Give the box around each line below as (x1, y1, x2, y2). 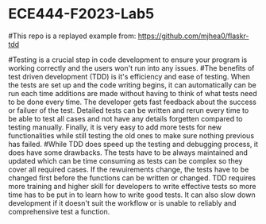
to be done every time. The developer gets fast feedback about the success (8, 97, 256, 106)
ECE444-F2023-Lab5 (8, 5, 155, 23)
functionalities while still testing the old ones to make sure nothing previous (8, 130, 255, 140)
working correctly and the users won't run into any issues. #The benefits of (8, 63, 255, 72)
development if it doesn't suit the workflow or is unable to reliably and (8, 198, 237, 207)
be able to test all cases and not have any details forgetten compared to (8, 114, 244, 123)
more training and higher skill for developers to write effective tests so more (8, 181, 256, 191)
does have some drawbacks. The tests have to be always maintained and (8, 148, 249, 157)
